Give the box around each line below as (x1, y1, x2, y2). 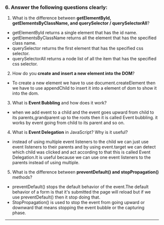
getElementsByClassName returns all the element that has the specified (12, 35, 157, 41)
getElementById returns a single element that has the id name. (12, 30, 138, 36)
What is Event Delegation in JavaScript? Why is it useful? (12, 129, 128, 135)
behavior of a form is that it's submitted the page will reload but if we (12, 189, 151, 195)
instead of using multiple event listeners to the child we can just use (12, 139, 149, 145)
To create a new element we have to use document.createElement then (12, 80, 156, 86)
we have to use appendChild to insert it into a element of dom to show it (12, 85, 157, 91)
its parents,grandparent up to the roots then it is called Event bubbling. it (12, 115, 158, 121)
